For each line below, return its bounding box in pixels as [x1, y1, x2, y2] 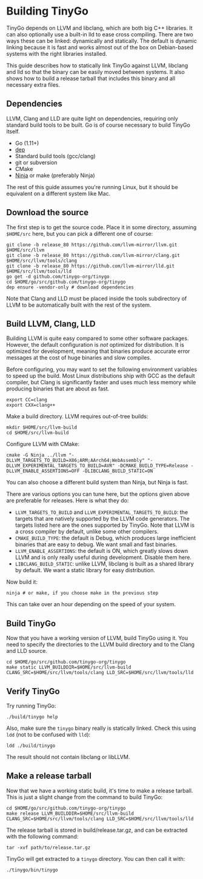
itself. [6, 127, 20, 135]
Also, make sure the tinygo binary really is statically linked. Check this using [6, 724, 196, 732]
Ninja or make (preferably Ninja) [15, 172, 95, 179]
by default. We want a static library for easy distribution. [15, 567, 156, 574]
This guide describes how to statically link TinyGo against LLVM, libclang [6, 62, 188, 69]
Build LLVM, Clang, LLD [6, 318, 96, 329]
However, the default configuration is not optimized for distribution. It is [6, 341, 185, 349]
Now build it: [6, 578, 38, 586]
